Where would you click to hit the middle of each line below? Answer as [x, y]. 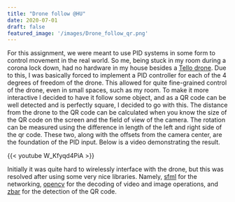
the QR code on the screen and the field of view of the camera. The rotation [116, 120]
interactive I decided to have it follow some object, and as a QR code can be [117, 98]
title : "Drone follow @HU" [47, 14]
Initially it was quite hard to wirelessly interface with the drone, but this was [115, 169]
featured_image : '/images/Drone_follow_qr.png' [78, 33]
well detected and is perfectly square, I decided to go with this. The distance [117, 105]
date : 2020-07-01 [33, 20]
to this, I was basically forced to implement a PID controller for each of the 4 [117, 75]
